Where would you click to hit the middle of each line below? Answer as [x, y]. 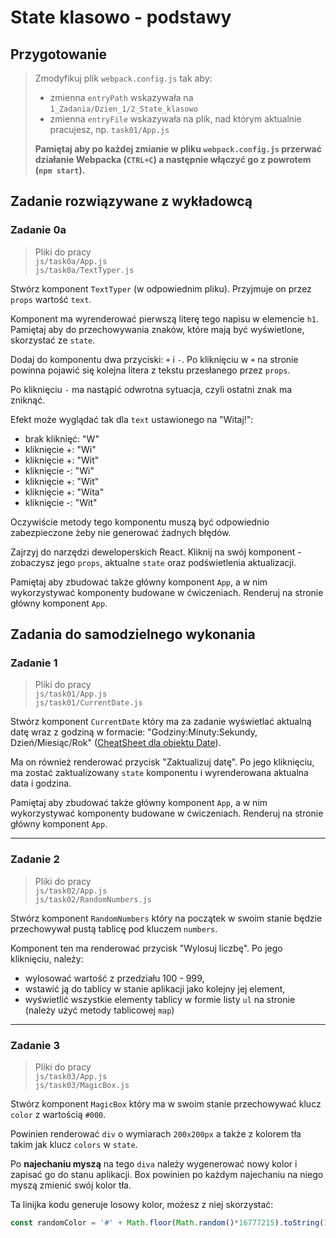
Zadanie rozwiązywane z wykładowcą [131, 201]
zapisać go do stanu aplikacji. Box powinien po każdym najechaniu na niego [167, 1174]
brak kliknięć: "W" [62, 438]
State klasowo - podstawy [121, 17]
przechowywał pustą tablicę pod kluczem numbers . [114, 928]
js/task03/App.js [71, 1076]
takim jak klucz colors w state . [74, 1144]
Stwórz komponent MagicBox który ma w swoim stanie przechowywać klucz [166, 1103]
